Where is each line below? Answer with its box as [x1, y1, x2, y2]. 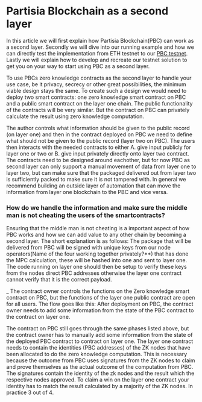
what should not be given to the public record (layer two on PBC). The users [6, 137, 195, 144]
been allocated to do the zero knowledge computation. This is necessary [6, 351, 188, 358]
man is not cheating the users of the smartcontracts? [6, 211, 165, 219]
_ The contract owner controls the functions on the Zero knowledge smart [6, 287, 190, 295]
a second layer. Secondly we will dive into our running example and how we [6, 43, 194, 51]
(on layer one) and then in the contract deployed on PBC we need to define [6, 131, 193, 138]
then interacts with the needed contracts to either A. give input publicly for [6, 143, 191, 151]
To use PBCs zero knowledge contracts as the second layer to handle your [6, 74, 192, 81]
